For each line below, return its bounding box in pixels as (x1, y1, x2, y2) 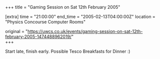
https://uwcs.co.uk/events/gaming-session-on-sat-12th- (27, 29, 143, 34)
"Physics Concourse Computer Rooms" (5, 19, 86, 25)
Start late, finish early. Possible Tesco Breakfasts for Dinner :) (5, 49, 130, 54)
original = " (5, 29, 28, 34)
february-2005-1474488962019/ (5, 34, 72, 39)
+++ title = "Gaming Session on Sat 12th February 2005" (5, 4, 120, 10)
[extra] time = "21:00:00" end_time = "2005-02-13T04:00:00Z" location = (5, 14, 156, 19)
